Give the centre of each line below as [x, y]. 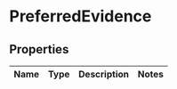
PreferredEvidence [80, 16]
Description [104, 74]
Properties [39, 49]
